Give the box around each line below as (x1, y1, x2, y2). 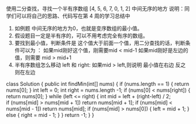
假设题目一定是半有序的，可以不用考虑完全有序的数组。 (14, 32, 148, 39)
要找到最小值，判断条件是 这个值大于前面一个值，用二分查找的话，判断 (14, 40, 185, 46)
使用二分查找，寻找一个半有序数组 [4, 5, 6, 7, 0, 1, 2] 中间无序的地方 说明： (6, 5, 185, 12)
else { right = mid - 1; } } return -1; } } (6, 112, 95, 118)
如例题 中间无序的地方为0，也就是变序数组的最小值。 (14, 25, 143, 32)
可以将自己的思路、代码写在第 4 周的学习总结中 (16, 12, 130, 19)
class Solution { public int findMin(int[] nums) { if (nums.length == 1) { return (6, 81, 190, 87)
